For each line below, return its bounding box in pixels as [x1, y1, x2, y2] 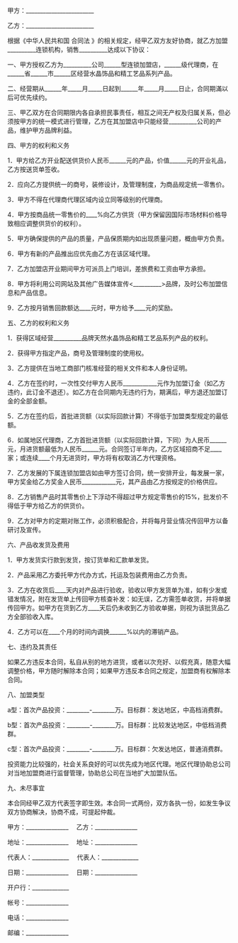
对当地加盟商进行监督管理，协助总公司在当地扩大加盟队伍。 [7, 769, 181, 777]
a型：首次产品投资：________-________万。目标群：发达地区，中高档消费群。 [7, 706, 227, 714]
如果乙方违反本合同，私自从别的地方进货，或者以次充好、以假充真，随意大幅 [7, 658, 231, 666]
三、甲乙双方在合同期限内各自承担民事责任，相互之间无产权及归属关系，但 [7, 109, 225, 116]
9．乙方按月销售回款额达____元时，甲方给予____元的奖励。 [7, 304, 177, 312]
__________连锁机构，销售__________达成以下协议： [7, 45, 151, 53]
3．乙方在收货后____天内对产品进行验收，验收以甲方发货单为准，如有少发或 [7, 586, 228, 594]
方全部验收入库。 [7, 613, 57, 621]
